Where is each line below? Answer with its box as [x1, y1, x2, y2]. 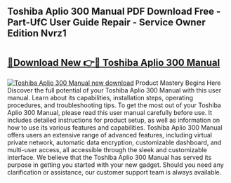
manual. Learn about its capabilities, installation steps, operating [7, 94, 194, 102]
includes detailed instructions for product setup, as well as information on [7, 116, 220, 124]
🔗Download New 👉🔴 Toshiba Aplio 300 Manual [7, 56, 220, 69]
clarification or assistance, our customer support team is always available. [7, 168, 222, 176]
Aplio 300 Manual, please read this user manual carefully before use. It [7, 109, 213, 116]
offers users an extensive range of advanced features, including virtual [7, 131, 213, 139]
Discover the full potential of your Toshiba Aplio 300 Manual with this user [7, 86, 222, 94]
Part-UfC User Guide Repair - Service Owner [7, 17, 206, 29]
